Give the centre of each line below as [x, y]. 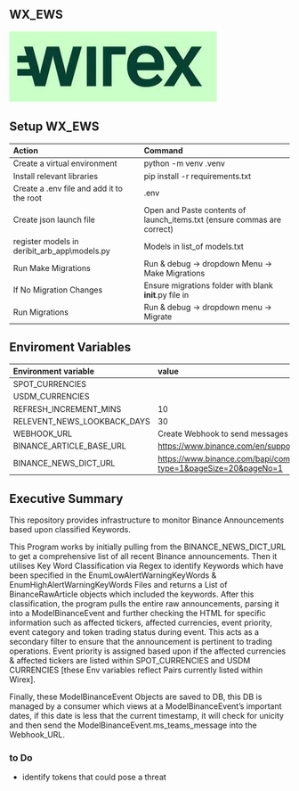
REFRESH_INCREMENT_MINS [67, 408]
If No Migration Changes [58, 290]
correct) [159, 229]
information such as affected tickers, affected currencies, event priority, [141, 622]
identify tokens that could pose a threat [94, 777]
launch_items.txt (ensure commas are [213, 220]
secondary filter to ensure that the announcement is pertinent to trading [141, 642]
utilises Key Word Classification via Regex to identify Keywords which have [146, 566]
